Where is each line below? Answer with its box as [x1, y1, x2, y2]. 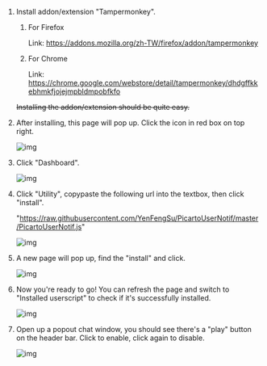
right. [15, 127, 35, 136]
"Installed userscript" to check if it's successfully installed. [15, 293, 211, 302]
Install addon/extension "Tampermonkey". [15, 7, 156, 16]
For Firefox [27, 23, 65, 32]
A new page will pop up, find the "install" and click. [15, 254, 186, 263]
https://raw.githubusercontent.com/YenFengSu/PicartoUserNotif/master [19, 213, 259, 223]
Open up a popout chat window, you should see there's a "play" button [15, 325, 252, 334]
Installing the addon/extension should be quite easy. [15, 103, 190, 111]
